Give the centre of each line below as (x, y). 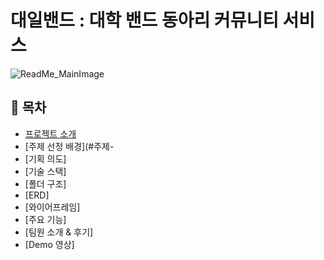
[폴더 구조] (45, 183)
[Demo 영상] (49, 244)
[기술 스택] (45, 171)
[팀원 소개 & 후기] (59, 232)
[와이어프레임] (52, 207)
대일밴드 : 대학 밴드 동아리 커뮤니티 (144, 20)
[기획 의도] (45, 158)
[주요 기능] (45, 219)
